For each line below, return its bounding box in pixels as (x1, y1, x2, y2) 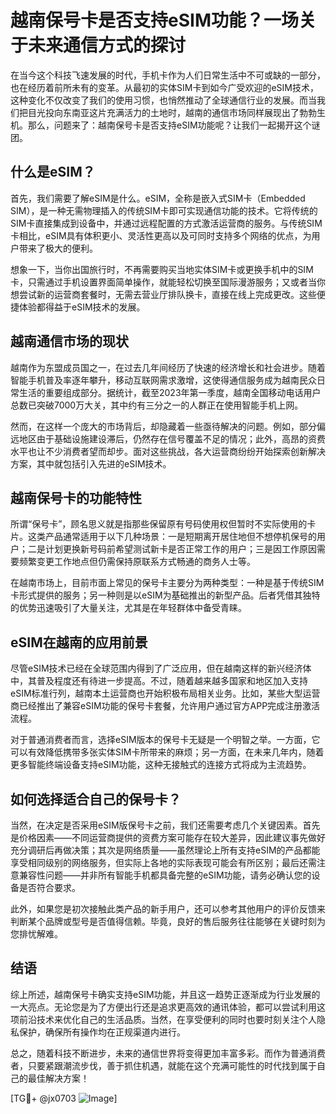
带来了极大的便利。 (18, 242, 98, 254)
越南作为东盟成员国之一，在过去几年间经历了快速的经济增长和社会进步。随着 (10, 361, 326, 373)
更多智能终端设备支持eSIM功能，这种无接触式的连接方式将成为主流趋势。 (10, 759, 312, 771)
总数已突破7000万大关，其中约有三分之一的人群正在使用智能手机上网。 (10, 399, 304, 411)
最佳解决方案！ (27, 1072, 90, 1084)
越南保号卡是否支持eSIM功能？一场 (10, 9, 299, 32)
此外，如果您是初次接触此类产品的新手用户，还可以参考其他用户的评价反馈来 (10, 903, 326, 915)
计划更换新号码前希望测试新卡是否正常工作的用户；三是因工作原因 (44, 543, 317, 555)
